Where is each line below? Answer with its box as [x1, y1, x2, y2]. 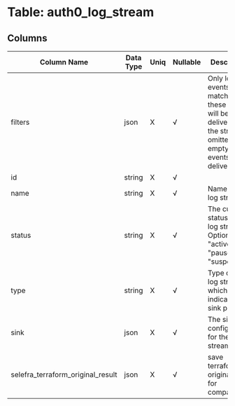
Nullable [172, 57, 201, 67]
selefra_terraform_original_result [10, 370, 117, 379]
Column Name [39, 57, 89, 67]
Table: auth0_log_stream [7, 4, 155, 20]
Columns [7, 32, 48, 44]
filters [10, 117, 30, 127]
